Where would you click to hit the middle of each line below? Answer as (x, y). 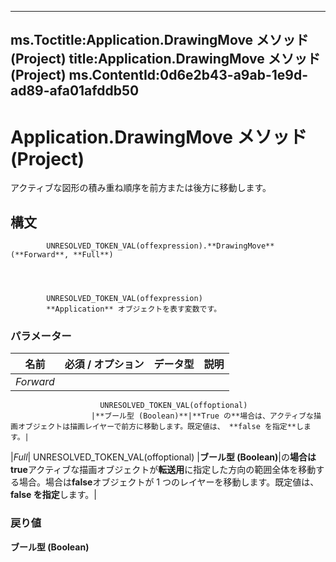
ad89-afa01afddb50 (75, 91)
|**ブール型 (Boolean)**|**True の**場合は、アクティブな (202, 416)
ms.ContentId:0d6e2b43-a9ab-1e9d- (188, 75)
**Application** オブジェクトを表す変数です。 (134, 309)
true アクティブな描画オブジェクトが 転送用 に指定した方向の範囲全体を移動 (163, 470)
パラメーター (41, 336)
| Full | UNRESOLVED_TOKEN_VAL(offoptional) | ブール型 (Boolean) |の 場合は (163, 457)
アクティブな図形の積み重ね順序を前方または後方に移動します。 (141, 188)
